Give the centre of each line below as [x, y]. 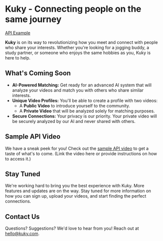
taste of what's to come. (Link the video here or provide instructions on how [81, 153]
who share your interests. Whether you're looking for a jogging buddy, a [77, 47]
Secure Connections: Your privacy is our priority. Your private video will [84, 116]
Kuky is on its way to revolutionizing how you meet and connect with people [81, 42]
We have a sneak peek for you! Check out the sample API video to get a [77, 148]
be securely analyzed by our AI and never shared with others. [74, 121]
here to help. [18, 58]
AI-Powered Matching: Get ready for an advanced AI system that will [82, 85]
